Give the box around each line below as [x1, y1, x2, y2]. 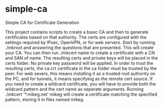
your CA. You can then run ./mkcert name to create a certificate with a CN [5, 50, 155, 56]
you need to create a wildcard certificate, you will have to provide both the [5, 81, 156, 86]
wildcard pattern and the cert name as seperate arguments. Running [5, 86, 144, 92]
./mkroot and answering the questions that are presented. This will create [5, 44, 154, 50]
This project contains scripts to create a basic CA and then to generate [5, 29, 149, 35]
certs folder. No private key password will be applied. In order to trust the [5, 60, 154, 66]
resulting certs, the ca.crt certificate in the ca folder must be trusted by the [5, 65, 157, 71]
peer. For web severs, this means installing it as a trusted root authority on [5, 70, 156, 76]
